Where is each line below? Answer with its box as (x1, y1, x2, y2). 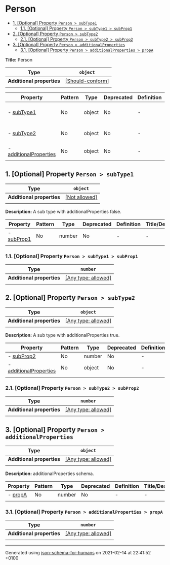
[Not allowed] (65, 194, 98, 201)
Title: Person (5, 56, 33, 62)
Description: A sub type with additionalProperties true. (5, 332, 120, 338)
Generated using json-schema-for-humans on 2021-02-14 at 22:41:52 (5, 550, 151, 556)
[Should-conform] (65, 77, 109, 84)
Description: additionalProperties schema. (5, 470, 95, 477)
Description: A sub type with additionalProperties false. (5, 208, 121, 214)
